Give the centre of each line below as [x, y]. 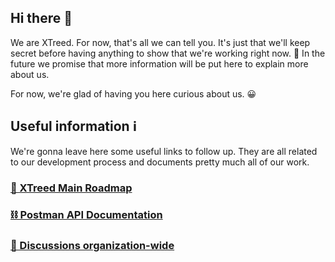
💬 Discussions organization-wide [92, 246]
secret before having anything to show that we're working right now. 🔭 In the [168, 53]
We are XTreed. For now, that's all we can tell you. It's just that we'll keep [160, 42]
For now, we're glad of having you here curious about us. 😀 [133, 93]
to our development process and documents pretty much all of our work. [160, 162]
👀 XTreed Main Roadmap [71, 188]
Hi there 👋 [41, 18]
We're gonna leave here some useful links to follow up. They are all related [164, 151]
